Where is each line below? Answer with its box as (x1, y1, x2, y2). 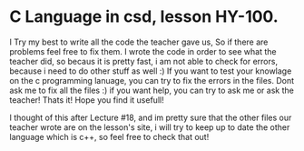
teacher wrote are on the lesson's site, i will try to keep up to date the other (9, 121, 290, 133)
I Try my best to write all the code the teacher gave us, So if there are (9, 36, 269, 47)
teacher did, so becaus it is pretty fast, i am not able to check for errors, (9, 55, 279, 66)
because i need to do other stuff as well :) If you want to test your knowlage (9, 65, 292, 76)
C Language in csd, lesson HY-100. (9, 6, 279, 27)
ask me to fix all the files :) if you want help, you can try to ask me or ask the (9, 85, 295, 96)
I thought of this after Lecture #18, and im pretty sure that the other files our (9, 112, 292, 123)
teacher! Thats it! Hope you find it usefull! (9, 94, 165, 106)
